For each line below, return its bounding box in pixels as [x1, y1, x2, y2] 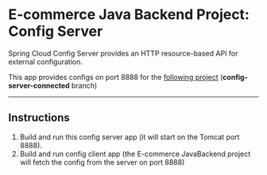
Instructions [8, 111, 70, 124]
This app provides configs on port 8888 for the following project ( [8, 72, 223, 82]
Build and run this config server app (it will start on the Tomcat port [19, 132, 240, 142]
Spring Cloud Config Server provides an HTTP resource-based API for [8, 48, 238, 58]
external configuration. [8, 57, 83, 67]
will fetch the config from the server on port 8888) [19, 157, 185, 167]
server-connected [8, 81, 70, 90]
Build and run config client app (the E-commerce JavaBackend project [19, 149, 251, 158]
